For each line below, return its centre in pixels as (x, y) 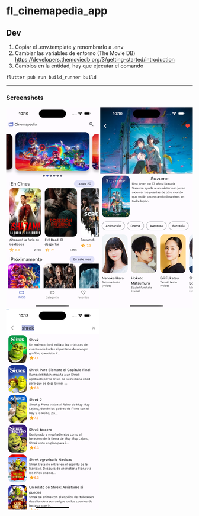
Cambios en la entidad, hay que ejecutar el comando (79, 66)
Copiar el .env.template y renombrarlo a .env (69, 47)
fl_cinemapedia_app (57, 11)
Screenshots (25, 98)
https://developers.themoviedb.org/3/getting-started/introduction (94, 59)
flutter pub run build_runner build (51, 78)
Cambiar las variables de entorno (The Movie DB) (75, 53)
